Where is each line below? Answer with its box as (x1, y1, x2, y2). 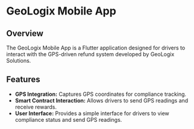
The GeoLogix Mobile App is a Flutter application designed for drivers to (6, 44, 186, 51)
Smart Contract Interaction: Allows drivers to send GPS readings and (14, 96, 189, 104)
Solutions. (6, 57, 31, 64)
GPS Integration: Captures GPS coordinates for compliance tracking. (14, 90, 187, 98)
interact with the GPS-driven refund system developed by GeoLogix (6, 51, 175, 58)
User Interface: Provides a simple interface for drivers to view (14, 110, 170, 117)
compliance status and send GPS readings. (14, 116, 122, 123)
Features (6, 74, 40, 85)
